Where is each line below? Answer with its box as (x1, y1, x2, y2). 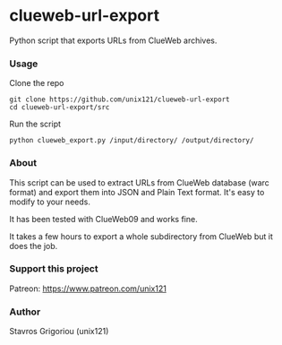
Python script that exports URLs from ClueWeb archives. (9, 35, 218, 46)
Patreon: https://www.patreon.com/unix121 (9, 283, 167, 294)
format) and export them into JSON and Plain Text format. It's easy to (9, 186, 265, 197)
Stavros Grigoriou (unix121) (9, 326, 109, 337)
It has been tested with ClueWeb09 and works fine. (9, 213, 199, 224)
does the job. (9, 240, 58, 251)
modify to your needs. (9, 196, 91, 207)
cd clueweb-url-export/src (9, 103, 110, 112)
